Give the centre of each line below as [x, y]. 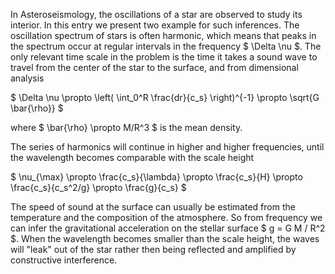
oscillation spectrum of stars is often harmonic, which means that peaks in [163, 35]
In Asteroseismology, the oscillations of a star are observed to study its [156, 14]
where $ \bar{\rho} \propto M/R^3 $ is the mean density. [126, 127]
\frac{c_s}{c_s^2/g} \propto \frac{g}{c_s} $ [98, 187]
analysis [27, 78]
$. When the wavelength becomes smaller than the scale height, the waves [165, 238]
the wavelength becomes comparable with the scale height [132, 157]
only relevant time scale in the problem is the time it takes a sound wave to [164, 57]
